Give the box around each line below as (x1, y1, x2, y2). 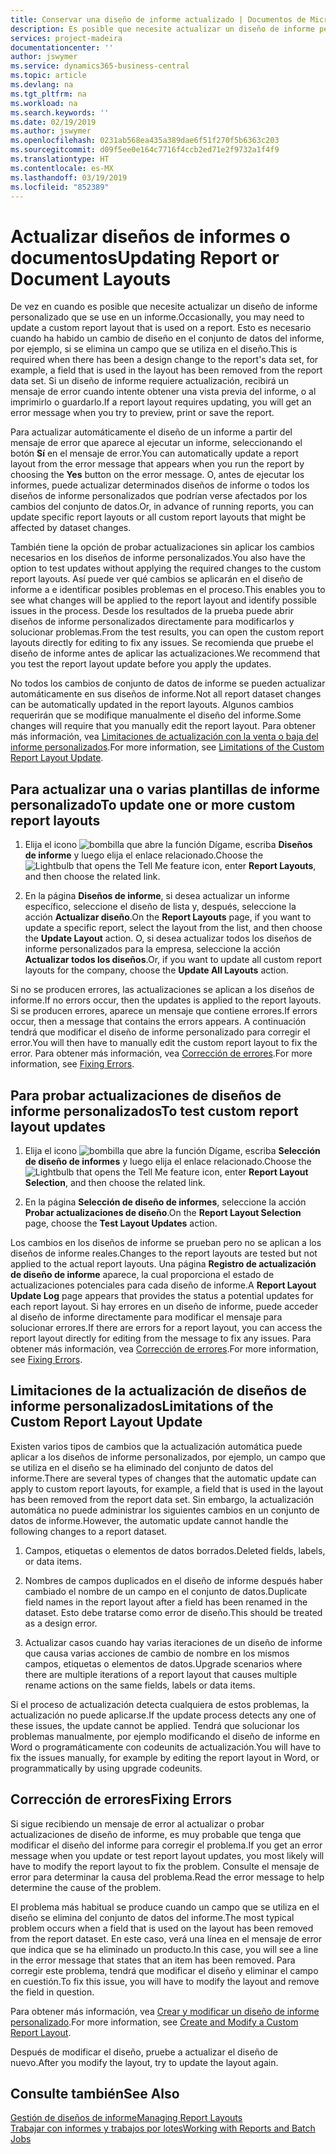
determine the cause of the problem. (10, 1881, 162, 1893)
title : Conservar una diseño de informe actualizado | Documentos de (10, 14, 307, 25)
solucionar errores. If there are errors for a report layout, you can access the (10, 1321, 323, 1333)
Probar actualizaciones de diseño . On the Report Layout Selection (24, 1206, 302, 1218)
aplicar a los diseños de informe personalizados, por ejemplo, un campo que (10, 1451, 326, 1463)
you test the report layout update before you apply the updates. (10, 658, 272, 670)
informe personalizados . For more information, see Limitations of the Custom (10, 741, 325, 753)
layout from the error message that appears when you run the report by (10, 458, 305, 470)
